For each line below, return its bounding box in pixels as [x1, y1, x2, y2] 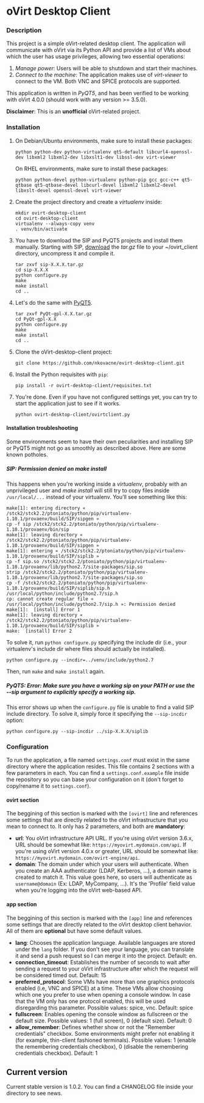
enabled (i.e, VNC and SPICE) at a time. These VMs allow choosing [15, 985, 183, 992]
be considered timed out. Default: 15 [15, 971, 107, 978]
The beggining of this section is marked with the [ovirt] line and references [6, 810, 198, 817]
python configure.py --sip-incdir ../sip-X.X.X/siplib [6, 728, 149, 734]
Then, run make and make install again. [6, 668, 105, 675]
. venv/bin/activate [15, 226, 68, 232]
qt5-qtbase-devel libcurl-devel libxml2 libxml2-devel [34, 182, 177, 188]
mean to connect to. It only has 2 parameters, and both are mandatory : [6, 823, 186, 830]
